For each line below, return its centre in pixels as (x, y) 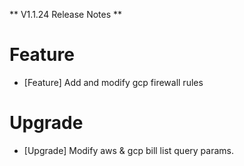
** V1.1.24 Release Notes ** (66, 14)
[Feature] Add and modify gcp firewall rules (113, 82)
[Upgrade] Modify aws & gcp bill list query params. (128, 150)
